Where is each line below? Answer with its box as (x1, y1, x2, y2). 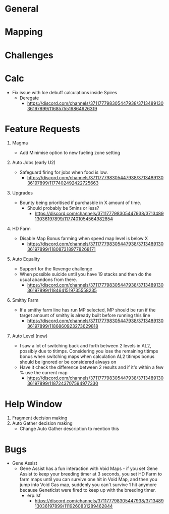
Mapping (5, 26, 43, 38)
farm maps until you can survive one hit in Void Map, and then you (19, 477, 157, 483)
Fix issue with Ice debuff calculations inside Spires (12, 89, 117, 95)
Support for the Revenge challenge (19, 266, 93, 272)
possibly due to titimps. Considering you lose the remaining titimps (19, 348, 158, 354)
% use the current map (19, 370, 68, 376)
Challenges (5, 49, 53, 61)
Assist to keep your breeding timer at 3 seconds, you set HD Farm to (19, 471, 162, 477)
